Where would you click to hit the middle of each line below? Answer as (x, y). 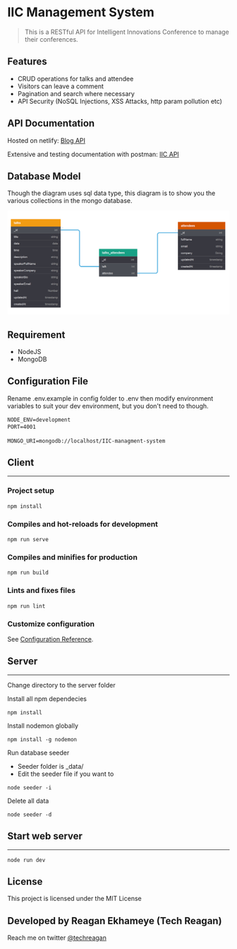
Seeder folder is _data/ (50, 766)
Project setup (31, 490)
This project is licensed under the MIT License (75, 899)
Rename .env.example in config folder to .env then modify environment (110, 398)
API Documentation (51, 123)
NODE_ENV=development (39, 420)
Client (21, 462)
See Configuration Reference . (50, 639)
